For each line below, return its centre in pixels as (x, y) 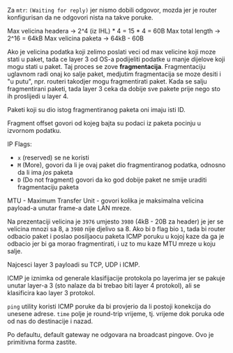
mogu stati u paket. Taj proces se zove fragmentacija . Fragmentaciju (106, 66)
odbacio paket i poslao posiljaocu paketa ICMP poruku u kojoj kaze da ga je (116, 236)
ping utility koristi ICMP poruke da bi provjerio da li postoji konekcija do (109, 306)
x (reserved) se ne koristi (53, 157)
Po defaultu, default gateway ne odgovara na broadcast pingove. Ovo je (111, 335)
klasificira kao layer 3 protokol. (51, 293)
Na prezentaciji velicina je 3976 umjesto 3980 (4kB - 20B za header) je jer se (116, 221)
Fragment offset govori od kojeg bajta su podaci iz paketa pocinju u (104, 123)
